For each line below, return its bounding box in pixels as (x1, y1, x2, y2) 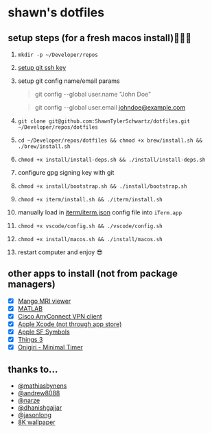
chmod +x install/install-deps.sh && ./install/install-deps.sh (17, 156, 206, 163)
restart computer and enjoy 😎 (17, 248, 104, 256)
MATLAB (17, 304, 43, 312)
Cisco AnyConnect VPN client (17, 312, 102, 320)
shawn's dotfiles (8, 5, 105, 21)
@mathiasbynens (17, 382, 67, 390)
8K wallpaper (17, 418, 56, 426)
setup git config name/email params (17, 77, 120, 85)
